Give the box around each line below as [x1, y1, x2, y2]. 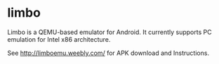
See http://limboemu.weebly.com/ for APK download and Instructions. [7, 49, 209, 57]
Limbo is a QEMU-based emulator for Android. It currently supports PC [7, 28, 212, 36]
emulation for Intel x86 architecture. [7, 35, 111, 43]
